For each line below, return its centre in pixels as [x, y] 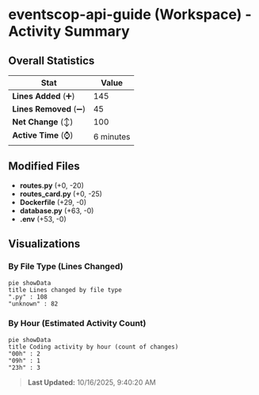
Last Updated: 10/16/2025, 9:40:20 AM [91, 382]
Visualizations [44, 244]
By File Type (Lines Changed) [66, 267]
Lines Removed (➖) [49, 109]
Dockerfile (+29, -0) [53, 202]
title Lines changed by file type [65, 290]
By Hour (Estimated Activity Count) [77, 324]
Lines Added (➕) [44, 96]
